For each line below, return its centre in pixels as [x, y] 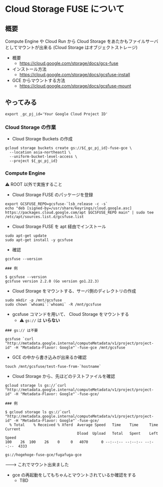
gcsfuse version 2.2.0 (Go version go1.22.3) [52, 281]
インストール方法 [29, 69]
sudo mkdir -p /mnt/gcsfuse [34, 300]
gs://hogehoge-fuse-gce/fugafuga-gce [43, 455]
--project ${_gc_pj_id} [33, 161]
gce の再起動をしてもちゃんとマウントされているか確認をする [74, 475]
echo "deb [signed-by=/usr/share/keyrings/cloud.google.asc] [69, 208]
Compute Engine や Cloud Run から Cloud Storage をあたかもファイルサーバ [82, 41]
